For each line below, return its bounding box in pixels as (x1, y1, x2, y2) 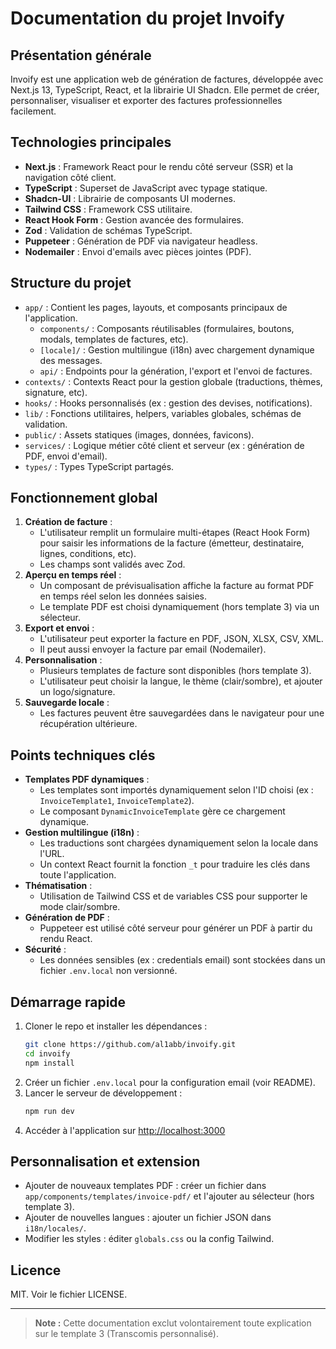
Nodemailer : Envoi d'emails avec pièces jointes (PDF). (24, 245, 252, 257)
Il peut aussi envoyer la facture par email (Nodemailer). (39, 643, 267, 656)
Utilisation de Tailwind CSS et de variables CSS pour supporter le (39, 890, 308, 902)
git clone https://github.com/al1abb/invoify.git (24, 1040, 237, 1050)
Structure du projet (10, 275, 132, 292)
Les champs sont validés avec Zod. (39, 558, 186, 571)
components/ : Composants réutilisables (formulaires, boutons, (39, 322, 295, 334)
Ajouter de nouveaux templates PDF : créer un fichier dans (24, 1180, 267, 1192)
